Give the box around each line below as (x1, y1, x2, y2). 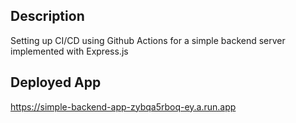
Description (10, 8, 85, 25)
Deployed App (10, 74, 102, 91)
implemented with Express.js (10, 45, 129, 57)
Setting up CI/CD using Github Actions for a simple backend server (10, 34, 286, 46)
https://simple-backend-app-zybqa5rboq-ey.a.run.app (10, 100, 237, 113)
